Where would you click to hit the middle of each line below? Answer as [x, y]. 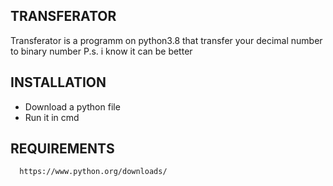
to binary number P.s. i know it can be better [101, 51]
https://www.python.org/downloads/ [93, 172]
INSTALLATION [58, 82]
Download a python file [72, 106]
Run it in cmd [52, 117]
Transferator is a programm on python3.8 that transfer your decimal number [166, 40]
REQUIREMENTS [62, 149]
